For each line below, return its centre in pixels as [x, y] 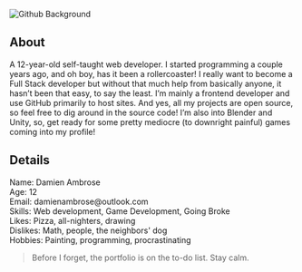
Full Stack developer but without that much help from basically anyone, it [146, 83]
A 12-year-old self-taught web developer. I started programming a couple [146, 64]
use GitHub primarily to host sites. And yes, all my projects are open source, [151, 102]
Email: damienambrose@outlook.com [79, 201]
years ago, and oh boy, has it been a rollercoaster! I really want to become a [151, 73]
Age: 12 [24, 191]
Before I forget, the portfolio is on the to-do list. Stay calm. [140, 257]
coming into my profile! [53, 131]
